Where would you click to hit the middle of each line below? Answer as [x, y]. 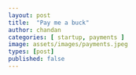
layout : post [29, 15]
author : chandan [35, 30]
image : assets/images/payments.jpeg [68, 45]
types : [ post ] [31, 52]
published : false [37, 59]
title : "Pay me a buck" [49, 23]
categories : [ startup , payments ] [66, 37]
